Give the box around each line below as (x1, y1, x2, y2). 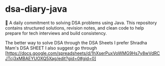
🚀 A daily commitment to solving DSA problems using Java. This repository (5, 20, 157, 26)
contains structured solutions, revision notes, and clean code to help (5, 25, 144, 31)
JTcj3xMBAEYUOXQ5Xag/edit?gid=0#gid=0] (5, 55, 97, 61)
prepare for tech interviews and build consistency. (5, 30, 107, 36)
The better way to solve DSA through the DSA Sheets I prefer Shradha (5, 39, 147, 45)
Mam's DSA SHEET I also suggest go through (5, 45, 98, 51)
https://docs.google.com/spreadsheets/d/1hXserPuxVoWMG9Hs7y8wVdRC (6, 50, 160, 56)
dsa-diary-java (5, 3, 67, 15)
